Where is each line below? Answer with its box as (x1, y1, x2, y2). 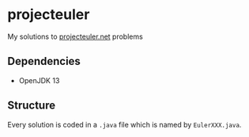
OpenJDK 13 (18, 75, 60, 85)
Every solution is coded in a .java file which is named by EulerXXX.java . (7, 120, 242, 129)
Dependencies (7, 55, 81, 68)
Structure (7, 99, 56, 112)
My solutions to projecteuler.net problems (7, 32, 143, 41)
